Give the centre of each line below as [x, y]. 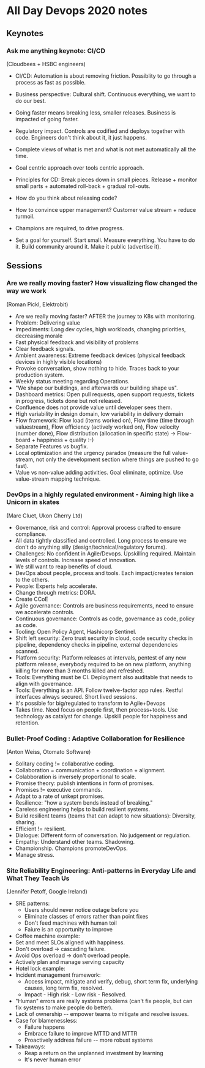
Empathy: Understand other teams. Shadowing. [75, 842]
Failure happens [45, 1027]
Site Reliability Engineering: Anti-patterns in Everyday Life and [101, 871]
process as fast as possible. [50, 82]
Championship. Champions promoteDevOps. [72, 848]
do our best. [31, 100]
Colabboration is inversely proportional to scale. [76, 777]
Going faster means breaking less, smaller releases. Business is [95, 112]
